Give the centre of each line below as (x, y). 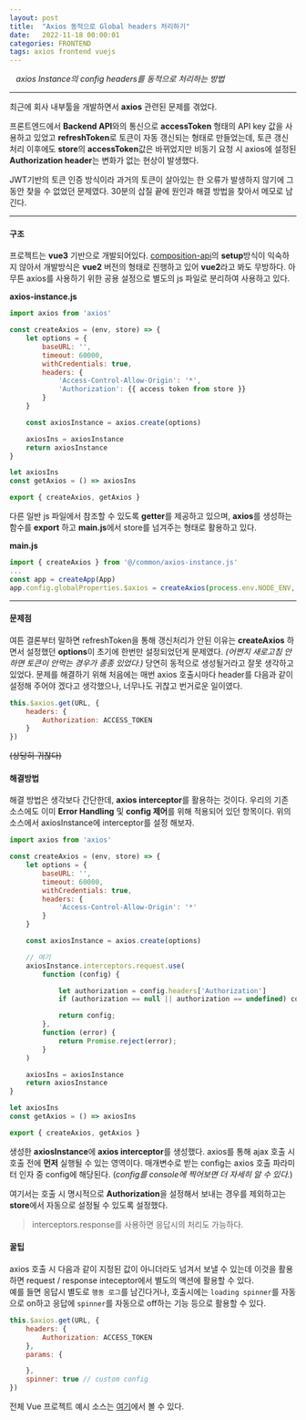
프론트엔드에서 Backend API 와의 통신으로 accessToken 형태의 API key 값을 (147, 126)
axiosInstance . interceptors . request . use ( (105, 966)
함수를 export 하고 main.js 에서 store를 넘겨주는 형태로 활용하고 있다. (133, 528)
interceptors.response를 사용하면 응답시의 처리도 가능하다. (138, 1224)
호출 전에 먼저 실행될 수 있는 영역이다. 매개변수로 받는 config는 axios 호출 (140, 1163)
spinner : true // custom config (87, 1379)
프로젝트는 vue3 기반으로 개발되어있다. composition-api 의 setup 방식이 (138, 255)
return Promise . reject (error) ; (117, 1041)
